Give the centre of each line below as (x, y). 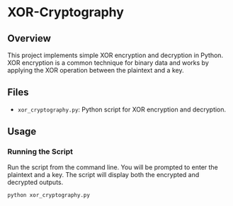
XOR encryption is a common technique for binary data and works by (108, 63)
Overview (29, 38)
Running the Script (40, 152)
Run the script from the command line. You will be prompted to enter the (113, 167)
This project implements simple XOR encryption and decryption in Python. (115, 55)
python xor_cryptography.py (49, 195)
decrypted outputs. (35, 182)
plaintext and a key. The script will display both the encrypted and (103, 174)
